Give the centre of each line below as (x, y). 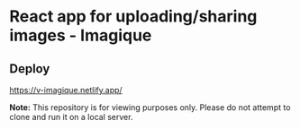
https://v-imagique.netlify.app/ (66, 90)
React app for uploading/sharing (133, 17)
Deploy (30, 69)
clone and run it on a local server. (71, 117)
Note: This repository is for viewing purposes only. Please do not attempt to (150, 107)
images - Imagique (81, 35)
